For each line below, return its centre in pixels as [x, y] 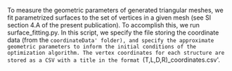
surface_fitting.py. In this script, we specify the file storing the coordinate [113, 32]
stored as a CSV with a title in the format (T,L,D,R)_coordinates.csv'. [114, 60]
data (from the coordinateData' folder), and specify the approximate [111, 40]
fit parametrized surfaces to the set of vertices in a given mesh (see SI [109, 18]
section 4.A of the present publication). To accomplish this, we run [104, 25]
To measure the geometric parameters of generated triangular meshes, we [115, 10]
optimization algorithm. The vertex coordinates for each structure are [116, 53]
